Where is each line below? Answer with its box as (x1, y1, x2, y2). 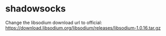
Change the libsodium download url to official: (5, 19, 102, 25)
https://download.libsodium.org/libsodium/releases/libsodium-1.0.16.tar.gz (5, 24, 161, 30)
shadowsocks (5, 3, 66, 14)
